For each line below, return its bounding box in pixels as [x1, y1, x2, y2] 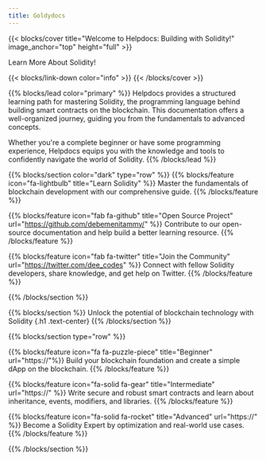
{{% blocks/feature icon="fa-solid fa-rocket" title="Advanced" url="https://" [8, 412, 258, 421]
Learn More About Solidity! [8, 57, 97, 67]
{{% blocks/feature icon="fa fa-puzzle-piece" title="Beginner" [8, 347, 213, 357]
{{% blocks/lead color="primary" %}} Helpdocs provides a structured [8, 88, 237, 98]
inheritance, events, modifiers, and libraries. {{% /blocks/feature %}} [8, 396, 233, 406]
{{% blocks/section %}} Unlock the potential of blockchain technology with [8, 307, 254, 317]
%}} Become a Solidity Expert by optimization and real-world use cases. [8, 420, 245, 430]
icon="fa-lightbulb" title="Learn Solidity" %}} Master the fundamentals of [8, 178, 249, 188]
